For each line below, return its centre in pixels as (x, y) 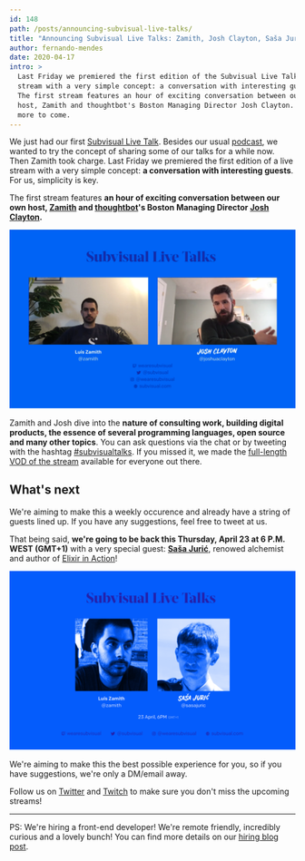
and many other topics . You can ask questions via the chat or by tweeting (148, 442)
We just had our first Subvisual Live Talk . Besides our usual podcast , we (144, 142)
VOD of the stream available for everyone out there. (106, 461)
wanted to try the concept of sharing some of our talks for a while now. (142, 152)
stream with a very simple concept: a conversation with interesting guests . (152, 171)
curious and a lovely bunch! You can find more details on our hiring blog (144, 837)
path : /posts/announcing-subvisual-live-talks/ (101, 29)
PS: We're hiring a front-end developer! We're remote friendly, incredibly (145, 827)
